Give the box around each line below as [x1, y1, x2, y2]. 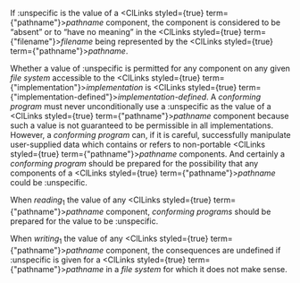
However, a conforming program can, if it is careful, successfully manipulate [10, 130, 291, 140]
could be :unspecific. [10, 177, 87, 187]
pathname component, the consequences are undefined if [66, 244, 281, 255]
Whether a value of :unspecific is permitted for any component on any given [10, 63, 291, 73]
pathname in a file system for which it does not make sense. [66, 263, 288, 274]
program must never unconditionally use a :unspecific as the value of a [10, 101, 271, 111]
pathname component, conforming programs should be [66, 206, 271, 217]
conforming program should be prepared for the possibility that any [10, 159, 259, 168]
